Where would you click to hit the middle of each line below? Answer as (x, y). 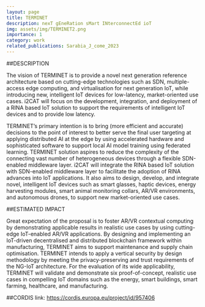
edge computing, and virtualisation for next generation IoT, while (107, 88)
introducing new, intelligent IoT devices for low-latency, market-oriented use (102, 95)
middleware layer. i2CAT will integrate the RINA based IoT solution (111, 165)
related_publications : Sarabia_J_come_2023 (63, 46)
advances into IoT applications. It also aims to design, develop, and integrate (103, 178)
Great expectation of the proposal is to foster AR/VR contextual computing (100, 221)
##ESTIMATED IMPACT (36, 209)
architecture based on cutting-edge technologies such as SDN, (86, 81)
